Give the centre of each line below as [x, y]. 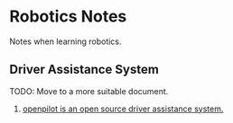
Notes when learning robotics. [65, 41]
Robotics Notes [68, 17]
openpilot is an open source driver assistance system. [123, 109]
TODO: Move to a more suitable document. [89, 91]
